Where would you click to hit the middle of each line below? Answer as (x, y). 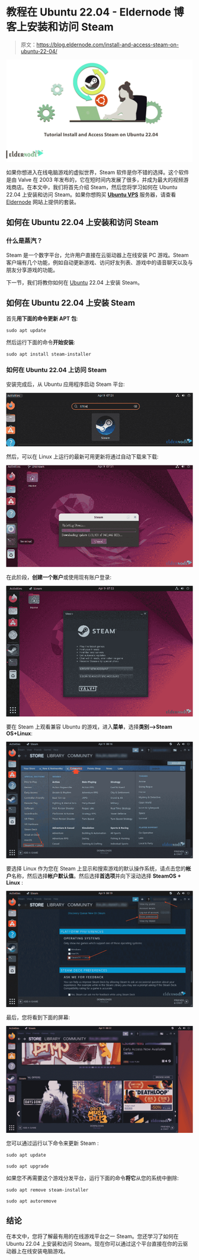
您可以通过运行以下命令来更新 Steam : (52, 1143)
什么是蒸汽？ (25, 241)
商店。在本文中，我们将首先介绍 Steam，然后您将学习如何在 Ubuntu (94, 187)
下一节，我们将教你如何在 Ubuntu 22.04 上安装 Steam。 (75, 282)
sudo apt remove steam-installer (47, 1190)
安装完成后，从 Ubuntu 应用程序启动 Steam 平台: (66, 384)
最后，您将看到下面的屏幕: (38, 1017)
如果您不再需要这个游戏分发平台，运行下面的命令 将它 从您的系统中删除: (93, 1178)
